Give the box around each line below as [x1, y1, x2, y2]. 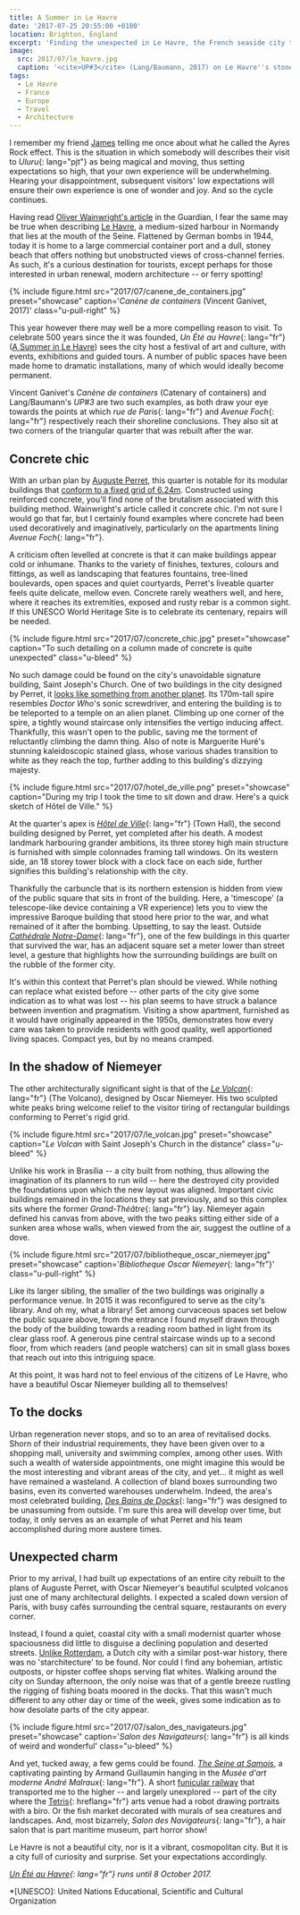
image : [9, 47, 34, 55]
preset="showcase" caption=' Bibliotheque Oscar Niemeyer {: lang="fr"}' [9, 1258, 275, 1269]
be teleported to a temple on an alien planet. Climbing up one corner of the [9, 708, 285, 718]
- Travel [17, 105, 50, 114]
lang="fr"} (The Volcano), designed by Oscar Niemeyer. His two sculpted [9, 1092, 279, 1103]
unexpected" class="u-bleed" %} [9, 652, 132, 663]
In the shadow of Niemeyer [9, 1059, 162, 1074]
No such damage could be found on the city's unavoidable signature [9, 669, 262, 680]
